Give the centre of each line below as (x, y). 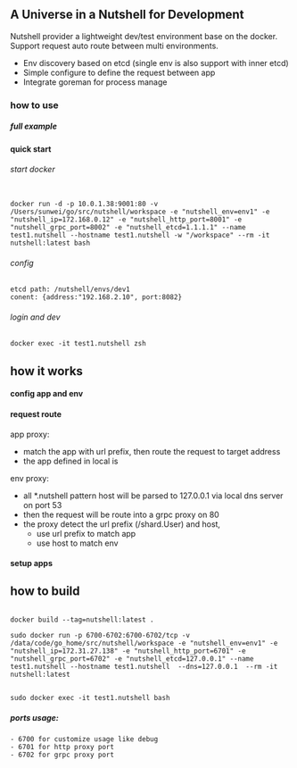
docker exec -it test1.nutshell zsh (78, 344)
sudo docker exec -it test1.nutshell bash (90, 697)
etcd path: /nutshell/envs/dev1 (70, 289)
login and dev (35, 317)
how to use (34, 104)
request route (36, 413)
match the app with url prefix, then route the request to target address (152, 451)
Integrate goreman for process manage (95, 82)
